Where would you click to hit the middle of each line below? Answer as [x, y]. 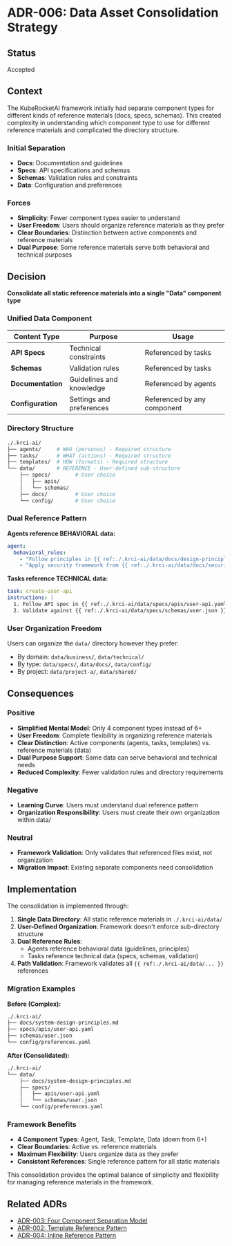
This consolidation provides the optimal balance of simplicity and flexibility [113, 1175]
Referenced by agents [180, 383]
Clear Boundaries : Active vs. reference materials [87, 1147]
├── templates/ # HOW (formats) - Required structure [88, 462]
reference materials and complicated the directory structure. [93, 130]
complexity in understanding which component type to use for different [109, 122]
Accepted [21, 70]
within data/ [34, 820]
